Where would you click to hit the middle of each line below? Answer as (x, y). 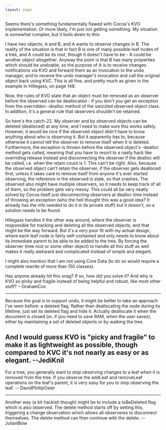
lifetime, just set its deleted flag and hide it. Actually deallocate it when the (81, 311)
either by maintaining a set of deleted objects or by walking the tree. (75, 322)
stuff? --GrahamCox (25, 286)
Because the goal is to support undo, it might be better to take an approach (82, 300)
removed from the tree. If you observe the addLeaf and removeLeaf (74, 378)
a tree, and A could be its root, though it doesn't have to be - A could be (78, 54)
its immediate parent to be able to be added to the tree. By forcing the (76, 241)
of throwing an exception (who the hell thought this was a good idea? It (77, 200)
